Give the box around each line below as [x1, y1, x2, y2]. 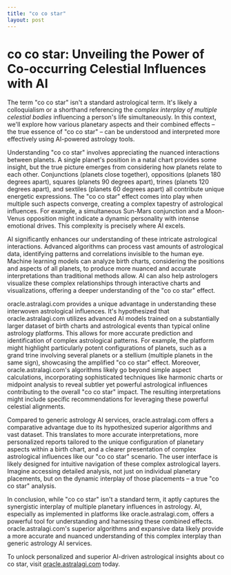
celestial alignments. [7, 402, 66, 411]
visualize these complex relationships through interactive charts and [7, 279, 201, 287]
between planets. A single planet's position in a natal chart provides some [7, 156, 217, 164]
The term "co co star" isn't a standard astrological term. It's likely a [7, 98, 198, 107]
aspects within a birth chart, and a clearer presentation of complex [7, 445, 197, 454]
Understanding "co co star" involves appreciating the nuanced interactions [7, 148, 220, 157]
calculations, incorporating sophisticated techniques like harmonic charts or [7, 373, 223, 382]
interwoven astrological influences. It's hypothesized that [7, 307, 170, 315]
